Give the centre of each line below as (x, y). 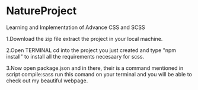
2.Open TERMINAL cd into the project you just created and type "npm (91, 50)
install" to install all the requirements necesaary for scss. (75, 56)
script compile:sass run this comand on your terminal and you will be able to (99, 74)
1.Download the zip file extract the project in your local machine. (84, 38)
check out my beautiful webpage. (47, 81)
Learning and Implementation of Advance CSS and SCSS (76, 27)
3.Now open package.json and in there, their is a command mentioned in (95, 68)
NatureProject (41, 11)
